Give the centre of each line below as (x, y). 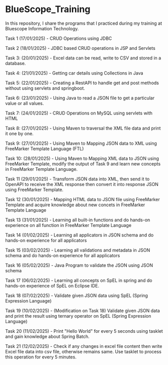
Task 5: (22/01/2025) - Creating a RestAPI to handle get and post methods (82, 83)
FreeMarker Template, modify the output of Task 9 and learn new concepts (83, 164)
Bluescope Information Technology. (42, 28)
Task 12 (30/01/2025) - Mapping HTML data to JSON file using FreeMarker (82, 199)
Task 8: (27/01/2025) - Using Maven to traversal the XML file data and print (83, 128)
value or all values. (25, 103)
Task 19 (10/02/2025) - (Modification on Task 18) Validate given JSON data (82, 311)
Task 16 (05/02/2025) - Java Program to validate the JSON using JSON (79, 265)
